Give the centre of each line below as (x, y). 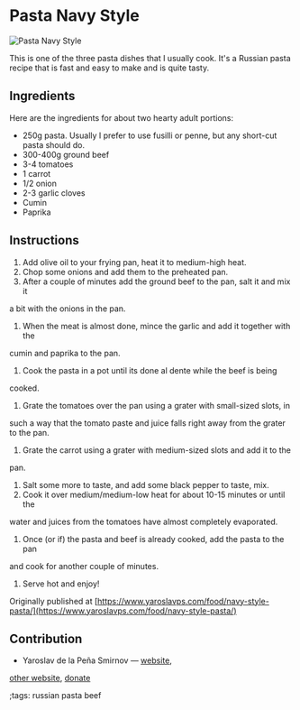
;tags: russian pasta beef (55, 696)
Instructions (44, 240)
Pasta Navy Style (74, 16)
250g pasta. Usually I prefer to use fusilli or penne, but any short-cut (150, 135)
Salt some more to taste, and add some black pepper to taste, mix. (145, 484)
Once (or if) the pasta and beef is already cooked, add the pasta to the (153, 539)
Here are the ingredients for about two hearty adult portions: (122, 117)
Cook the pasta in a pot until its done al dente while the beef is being (150, 370)
